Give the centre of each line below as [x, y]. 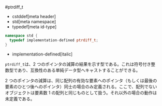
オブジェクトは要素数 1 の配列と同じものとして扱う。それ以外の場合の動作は [81, 92]
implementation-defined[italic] [42, 54]
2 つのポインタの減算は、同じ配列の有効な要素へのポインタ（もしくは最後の [81, 80]
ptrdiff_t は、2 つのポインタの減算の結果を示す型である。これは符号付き [78, 64]
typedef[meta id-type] [34, 27]
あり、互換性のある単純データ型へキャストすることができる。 [79, 70]
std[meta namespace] [34, 22]
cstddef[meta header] [34, 16]
